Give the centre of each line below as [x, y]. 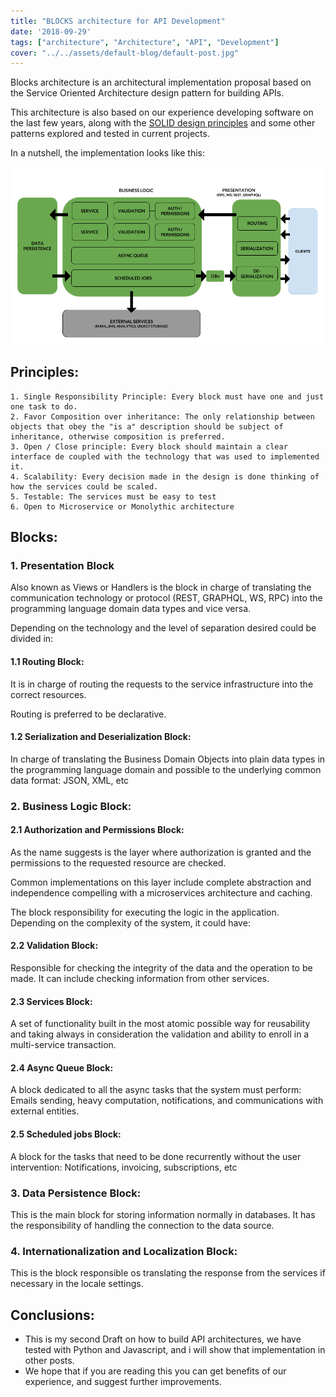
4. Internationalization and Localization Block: [124, 1251]
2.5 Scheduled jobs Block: [66, 1134]
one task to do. [44, 406]
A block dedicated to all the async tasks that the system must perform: [156, 1090]
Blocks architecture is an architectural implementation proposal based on [161, 82]
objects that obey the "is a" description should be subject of [147, 426]
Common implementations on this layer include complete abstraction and [161, 882]
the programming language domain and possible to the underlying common [166, 769]
